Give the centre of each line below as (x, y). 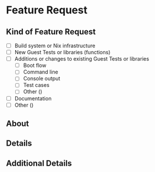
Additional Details (39, 163)
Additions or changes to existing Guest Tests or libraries (82, 59)
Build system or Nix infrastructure (55, 45)
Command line (40, 72)
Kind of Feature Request (51, 32)
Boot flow (35, 65)
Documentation (33, 98)
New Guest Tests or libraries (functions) (62, 52)
